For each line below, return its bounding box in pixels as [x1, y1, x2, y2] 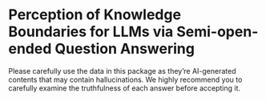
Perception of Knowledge [8, 6, 182, 24]
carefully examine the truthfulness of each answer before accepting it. [8, 83, 241, 93]
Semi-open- [175, 22, 259, 41]
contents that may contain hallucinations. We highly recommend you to [8, 75, 243, 84]
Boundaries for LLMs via [8, 22, 174, 41]
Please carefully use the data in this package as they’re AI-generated [8, 66, 236, 75]
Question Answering [54, 40, 195, 58]
